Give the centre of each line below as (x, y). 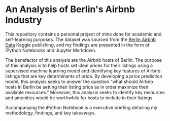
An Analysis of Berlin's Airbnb (70, 9)
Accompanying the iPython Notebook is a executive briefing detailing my (81, 107)
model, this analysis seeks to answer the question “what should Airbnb (79, 82)
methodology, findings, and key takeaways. (51, 113)
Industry (24, 20)
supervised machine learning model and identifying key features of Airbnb (83, 71)
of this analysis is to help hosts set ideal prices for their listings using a (79, 65)
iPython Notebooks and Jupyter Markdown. (51, 50)
